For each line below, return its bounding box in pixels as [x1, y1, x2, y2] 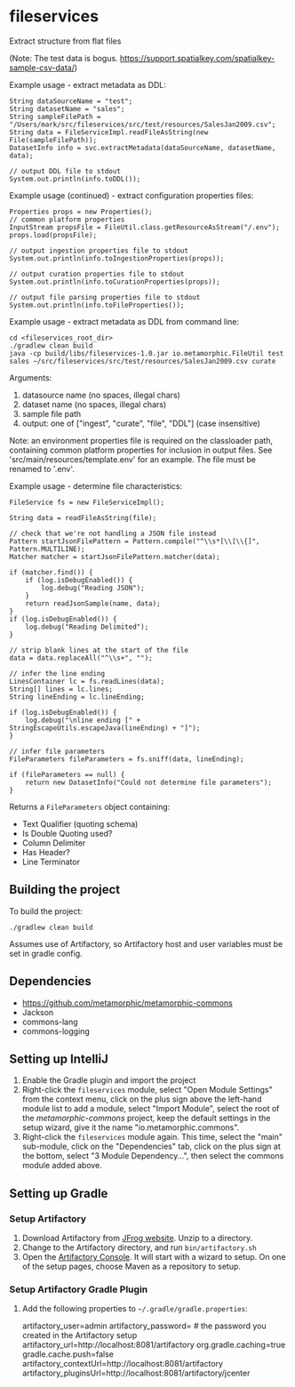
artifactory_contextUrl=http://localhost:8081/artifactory [21, 1359, 224, 1369]
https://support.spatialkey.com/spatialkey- [119, 52, 275, 63]
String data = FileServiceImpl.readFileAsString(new [9, 127, 209, 137]
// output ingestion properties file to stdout [9, 246, 189, 255]
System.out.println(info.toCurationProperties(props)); [9, 277, 220, 286]
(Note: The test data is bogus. [9, 52, 118, 63]
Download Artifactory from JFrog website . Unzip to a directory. [21, 1233, 253, 1244]
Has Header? [21, 846, 71, 857]
